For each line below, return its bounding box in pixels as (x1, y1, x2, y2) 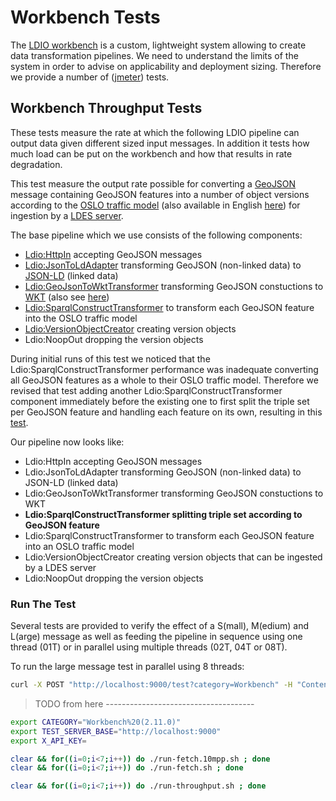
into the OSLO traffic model (24, 312, 138, 324)
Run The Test (10, 597, 77, 611)
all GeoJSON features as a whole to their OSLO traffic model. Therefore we (10, 374, 319, 386)
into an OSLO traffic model (24, 540, 135, 552)
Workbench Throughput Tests (10, 100, 203, 117)
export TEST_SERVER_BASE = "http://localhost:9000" (10, 726, 222, 736)
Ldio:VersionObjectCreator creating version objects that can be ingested (24, 551, 323, 563)
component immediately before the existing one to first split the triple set (10, 395, 310, 407)
